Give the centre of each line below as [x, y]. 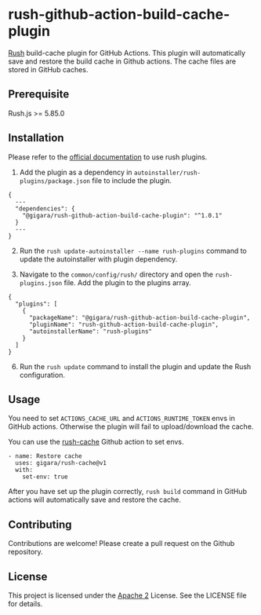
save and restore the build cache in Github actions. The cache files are [122, 61]
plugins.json [41, 283]
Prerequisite [39, 95]
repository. [25, 552]
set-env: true [45, 477]
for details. [25, 604]
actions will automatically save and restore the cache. [95, 500]
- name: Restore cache [45, 456]
